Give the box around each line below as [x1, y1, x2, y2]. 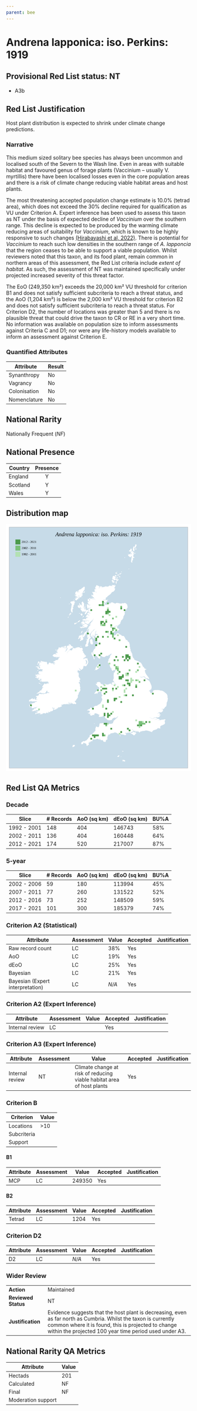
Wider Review [6, 1272, 47, 1280]
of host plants [74, 1083, 108, 1090]
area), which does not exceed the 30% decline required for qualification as [6, 203, 187, 210]
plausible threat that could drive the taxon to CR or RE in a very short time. [6, 314, 185, 321]
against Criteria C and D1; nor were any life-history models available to [6, 327, 176, 334]
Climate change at [74, 1064, 119, 1071]
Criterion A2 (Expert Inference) [6, 1000, 97, 1009]
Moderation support [8, 1396, 57, 1403]
